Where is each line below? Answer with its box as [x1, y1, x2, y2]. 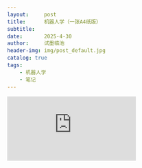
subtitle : [7, 25, 36, 32]
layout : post [7, 11, 57, 18]
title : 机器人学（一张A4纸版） [7, 18, 102, 25]
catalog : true [7, 55, 48, 62]
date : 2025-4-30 [7, 33, 72, 40]
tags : [7, 62, 23, 69]
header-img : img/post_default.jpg [7, 47, 106, 54]
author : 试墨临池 [7, 40, 65, 47]
